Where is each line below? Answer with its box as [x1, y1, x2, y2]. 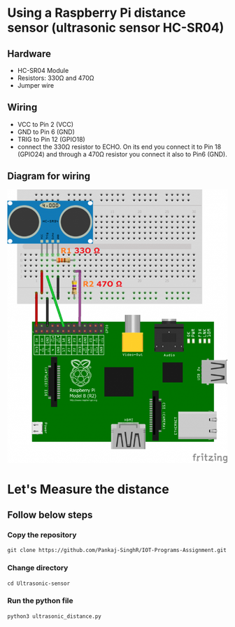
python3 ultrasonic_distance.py [7, 612, 101, 620]
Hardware [7, 48, 51, 60]
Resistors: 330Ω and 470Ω [17, 74, 94, 82]
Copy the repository [7, 530, 77, 539]
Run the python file [7, 596, 73, 606]
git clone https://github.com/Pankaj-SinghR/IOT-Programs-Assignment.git [7, 547, 227, 554]
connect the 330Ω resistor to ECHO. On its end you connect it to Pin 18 [17, 142, 222, 151]
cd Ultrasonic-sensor [7, 580, 71, 587]
